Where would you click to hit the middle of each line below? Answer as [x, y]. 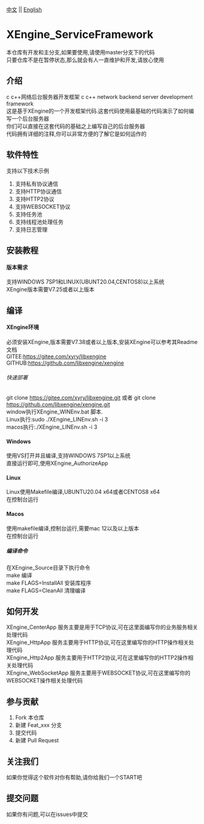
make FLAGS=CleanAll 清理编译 [46, 590]
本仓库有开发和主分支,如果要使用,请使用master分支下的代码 [81, 52]
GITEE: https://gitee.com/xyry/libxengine [56, 356]
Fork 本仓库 [30, 718]
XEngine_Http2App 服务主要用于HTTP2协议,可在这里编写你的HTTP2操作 [97, 657]
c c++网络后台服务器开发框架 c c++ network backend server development [100, 96]
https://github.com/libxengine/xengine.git [58, 404]
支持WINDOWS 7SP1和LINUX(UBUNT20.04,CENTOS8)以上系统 [85, 282]
